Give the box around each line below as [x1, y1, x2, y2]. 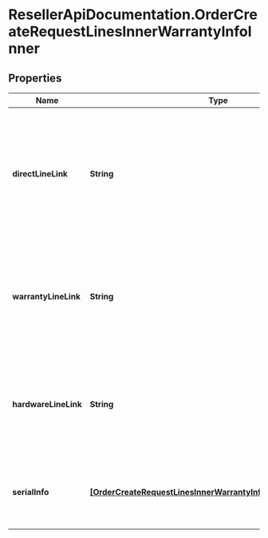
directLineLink [12, 168, 68, 179]
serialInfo [12, 487, 49, 497]
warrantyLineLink [12, 291, 81, 302]
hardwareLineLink [12, 399, 82, 409]
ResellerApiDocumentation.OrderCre [8, 6, 258, 24]
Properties [8, 71, 62, 85]
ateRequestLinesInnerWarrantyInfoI [8, 22, 253, 41]
